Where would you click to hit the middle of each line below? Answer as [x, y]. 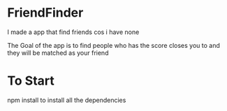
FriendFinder [45, 13]
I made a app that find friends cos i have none [73, 32]
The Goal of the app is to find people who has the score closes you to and [113, 45]
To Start [31, 81]
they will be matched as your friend [58, 53]
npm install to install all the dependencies [67, 100]
